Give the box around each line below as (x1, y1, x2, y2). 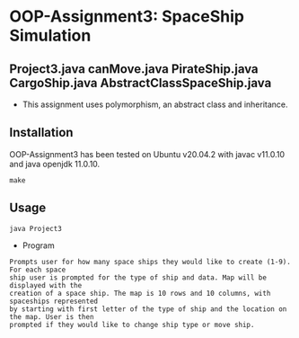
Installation (9, 125, 74, 140)
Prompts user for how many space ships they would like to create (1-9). (9, 257, 292, 266)
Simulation (9, 25, 92, 46)
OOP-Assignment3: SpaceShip (9, 6, 245, 27)
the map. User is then (9, 312, 94, 321)
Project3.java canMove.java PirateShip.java (9, 61, 259, 76)
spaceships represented (9, 297, 99, 306)
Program (22, 240, 56, 251)
